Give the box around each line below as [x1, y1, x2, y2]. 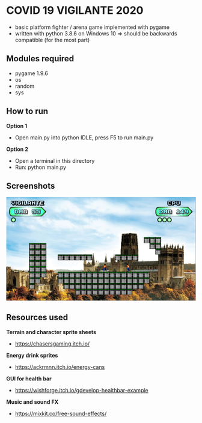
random [14, 82, 35, 90]
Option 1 [6, 122, 28, 129]
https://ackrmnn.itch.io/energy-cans [14, 363, 105, 370]
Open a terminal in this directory [14, 157, 95, 164]
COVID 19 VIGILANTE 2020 [6, 4, 144, 17]
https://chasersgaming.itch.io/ [14, 340, 90, 347]
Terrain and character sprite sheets [6, 328, 97, 335]
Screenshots [6, 181, 55, 191]
